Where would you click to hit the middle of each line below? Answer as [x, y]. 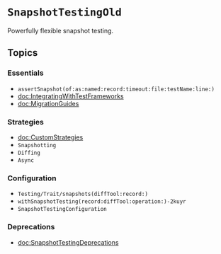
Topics [23, 53]
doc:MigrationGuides [48, 103]
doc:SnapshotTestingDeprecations [68, 242]
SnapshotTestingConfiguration [62, 209]
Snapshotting [37, 145]
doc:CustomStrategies [50, 137]
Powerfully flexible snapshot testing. [61, 30]
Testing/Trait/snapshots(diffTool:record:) [83, 194]
